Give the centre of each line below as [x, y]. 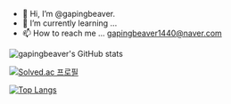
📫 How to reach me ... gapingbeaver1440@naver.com [122, 33]
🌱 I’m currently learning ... [70, 23]
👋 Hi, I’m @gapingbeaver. [69, 14]
